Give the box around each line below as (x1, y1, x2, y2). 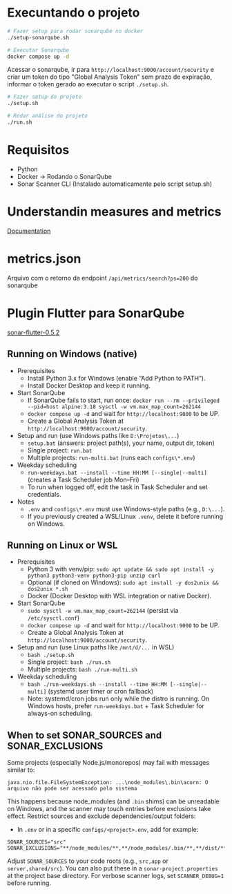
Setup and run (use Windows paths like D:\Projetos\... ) (17, 431, 180, 439)
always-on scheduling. (27, 710, 93, 718)
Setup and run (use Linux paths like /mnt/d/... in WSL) (17, 643, 175, 652)
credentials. (27, 490, 61, 498)
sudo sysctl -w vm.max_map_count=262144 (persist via (27, 607, 179, 615)
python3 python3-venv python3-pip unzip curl (27, 572, 161, 580)
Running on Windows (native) (7, 348, 138, 360)
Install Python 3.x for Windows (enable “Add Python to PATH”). (27, 374, 206, 382)
